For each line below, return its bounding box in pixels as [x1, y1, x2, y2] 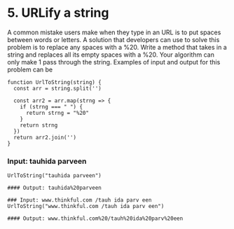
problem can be [7, 65, 53, 74]
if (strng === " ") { [20, 103, 83, 110]
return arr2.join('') [13, 134, 77, 141]
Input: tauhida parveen [7, 156, 87, 166]
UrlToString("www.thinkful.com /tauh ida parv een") [7, 203, 165, 210]
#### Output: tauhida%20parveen [7, 184, 102, 192]
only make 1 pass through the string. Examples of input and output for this [7, 57, 221, 66]
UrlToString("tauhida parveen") [7, 172, 102, 179]
